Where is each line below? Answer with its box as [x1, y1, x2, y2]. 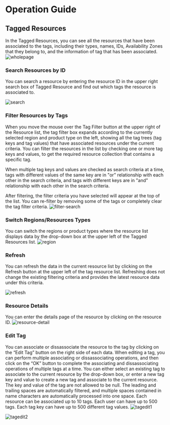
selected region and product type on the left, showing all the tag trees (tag [5, 134, 162, 140]
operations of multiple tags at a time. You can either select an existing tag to [5, 366, 165, 372]
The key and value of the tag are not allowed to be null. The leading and [5, 382, 157, 388]
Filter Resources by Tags [5, 112, 68, 119]
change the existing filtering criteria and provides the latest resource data [5, 274, 160, 280]
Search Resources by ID [5, 67, 66, 74]
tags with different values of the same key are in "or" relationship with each [5, 172, 164, 178]
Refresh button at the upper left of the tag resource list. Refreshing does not [5, 269, 165, 275]
